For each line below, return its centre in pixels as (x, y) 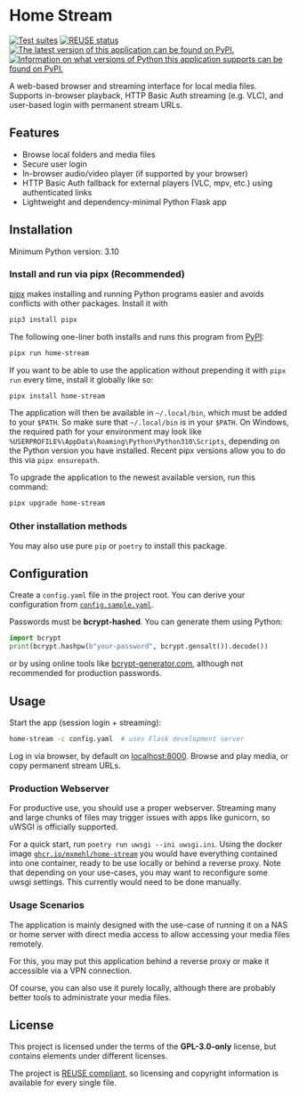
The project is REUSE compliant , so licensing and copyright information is (144, 1073)
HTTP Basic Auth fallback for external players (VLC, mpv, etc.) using (147, 183)
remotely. (27, 944)
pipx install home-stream (57, 396)
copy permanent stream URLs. (65, 765)
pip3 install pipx (43, 319)
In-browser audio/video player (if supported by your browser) (135, 173)
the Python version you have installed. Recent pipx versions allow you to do (148, 450)
